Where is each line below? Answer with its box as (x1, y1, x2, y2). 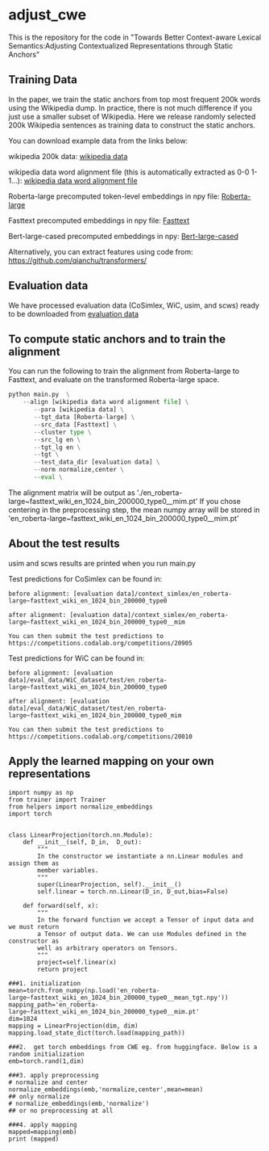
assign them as (8, 859, 60, 867)
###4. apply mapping (8, 1120, 78, 1128)
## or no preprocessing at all (8, 1107, 114, 1115)
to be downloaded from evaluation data (8, 309, 139, 318)
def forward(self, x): (23, 901, 99, 909)
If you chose (199, 496, 242, 506)
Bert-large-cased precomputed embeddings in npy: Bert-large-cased (8, 231, 239, 241)
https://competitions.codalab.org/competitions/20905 (8, 639, 193, 647)
